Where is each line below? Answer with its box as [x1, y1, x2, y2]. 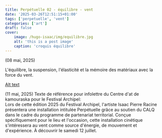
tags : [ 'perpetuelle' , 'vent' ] [5, 16, 69, 21]
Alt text [5, 82, 20, 87]
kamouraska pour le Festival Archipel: [5, 96, 81, 102]
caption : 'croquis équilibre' [14, 44, 76, 49]
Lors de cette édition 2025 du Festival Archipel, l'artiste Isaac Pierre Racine [5, 101, 157, 107]
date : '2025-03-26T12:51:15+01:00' [5, 12, 78, 17]
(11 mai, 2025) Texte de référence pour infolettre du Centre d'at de [5, 91, 139, 97]
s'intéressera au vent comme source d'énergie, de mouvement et [5, 122, 137, 128]
